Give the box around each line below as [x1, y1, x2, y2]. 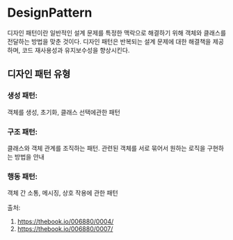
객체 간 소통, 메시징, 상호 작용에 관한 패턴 [7, 189, 118, 197]
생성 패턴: [7, 91, 38, 101]
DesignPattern [7, 5, 93, 21]
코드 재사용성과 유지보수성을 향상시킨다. [22, 46, 130, 54]
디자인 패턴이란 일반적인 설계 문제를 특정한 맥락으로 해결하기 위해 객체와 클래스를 [7, 28, 227, 37]
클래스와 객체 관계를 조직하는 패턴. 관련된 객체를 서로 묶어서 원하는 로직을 [7, 144, 206, 152]
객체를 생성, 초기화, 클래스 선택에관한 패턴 [7, 108, 120, 116]
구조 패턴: [7, 127, 38, 137]
